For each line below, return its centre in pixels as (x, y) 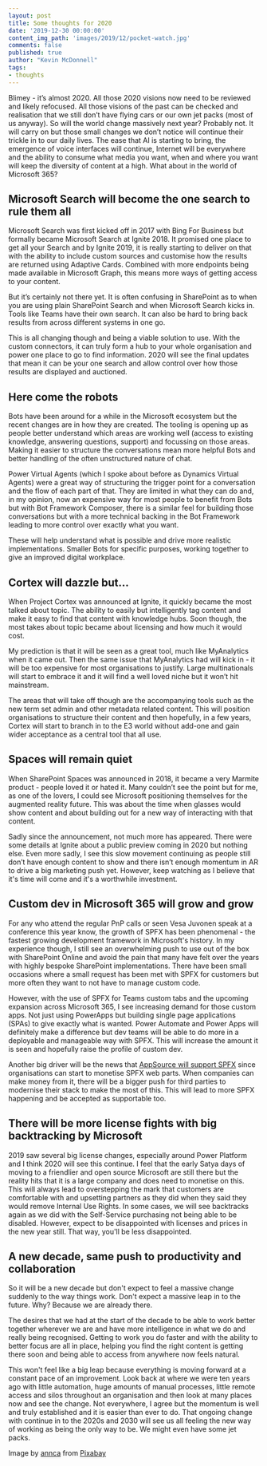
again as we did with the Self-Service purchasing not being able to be (123, 1215)
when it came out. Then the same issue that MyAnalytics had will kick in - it (132, 660)
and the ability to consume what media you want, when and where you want (133, 157)
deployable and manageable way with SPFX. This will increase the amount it (133, 1040)
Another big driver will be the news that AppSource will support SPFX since (132, 1064)
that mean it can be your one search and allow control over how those (123, 363)
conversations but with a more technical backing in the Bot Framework (124, 516)
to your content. (35, 282)
